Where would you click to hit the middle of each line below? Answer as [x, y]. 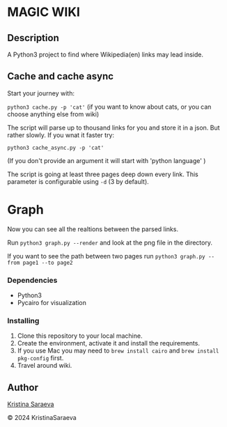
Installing [23, 320]
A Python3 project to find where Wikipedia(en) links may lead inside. [105, 54]
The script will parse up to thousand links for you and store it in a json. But [114, 127]
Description [33, 38]
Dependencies [32, 280]
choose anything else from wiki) [53, 114]
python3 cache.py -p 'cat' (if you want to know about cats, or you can [109, 107]
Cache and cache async [60, 76]
